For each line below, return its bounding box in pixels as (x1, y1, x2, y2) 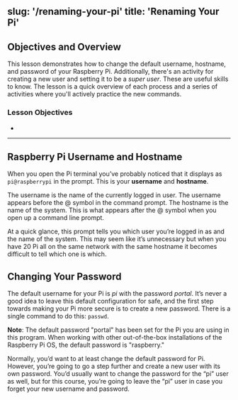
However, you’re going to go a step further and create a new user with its (7, 362, 221, 371)
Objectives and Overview (7, 40, 122, 52)
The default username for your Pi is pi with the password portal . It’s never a (7, 289, 227, 298)
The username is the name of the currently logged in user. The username (7, 191, 221, 199)
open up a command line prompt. (7, 213, 105, 222)
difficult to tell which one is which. (7, 250, 107, 258)
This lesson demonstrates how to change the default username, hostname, (7, 60, 227, 68)
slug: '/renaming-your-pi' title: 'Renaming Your (7, 6, 220, 18)
